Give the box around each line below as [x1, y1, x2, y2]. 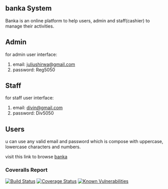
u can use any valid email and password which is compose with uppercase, [5, 139, 164, 145]
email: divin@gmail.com [12, 104, 63, 111]
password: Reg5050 [12, 66, 55, 73]
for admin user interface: [5, 51, 58, 58]
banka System [5, 4, 52, 13]
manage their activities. [5, 23, 54, 29]
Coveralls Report [5, 167, 48, 174]
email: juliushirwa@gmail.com [12, 61, 75, 67]
